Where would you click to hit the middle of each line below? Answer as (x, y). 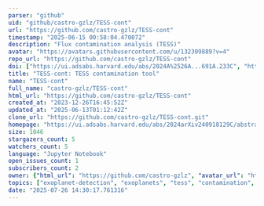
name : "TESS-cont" (38, 81)
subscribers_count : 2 (44, 168)
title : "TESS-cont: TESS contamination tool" (84, 74)
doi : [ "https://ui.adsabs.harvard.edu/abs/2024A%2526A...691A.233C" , (125, 67)
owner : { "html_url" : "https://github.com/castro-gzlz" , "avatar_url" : (126, 176)
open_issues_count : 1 (44, 161)
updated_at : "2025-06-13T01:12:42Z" (68, 110)
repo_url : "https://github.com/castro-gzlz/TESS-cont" (100, 60)
